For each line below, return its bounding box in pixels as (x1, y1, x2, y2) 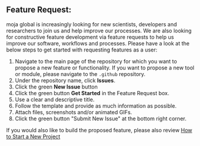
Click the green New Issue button (14, 83, 98, 90)
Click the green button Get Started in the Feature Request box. (14, 89, 170, 96)
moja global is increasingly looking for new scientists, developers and (6, 20, 177, 28)
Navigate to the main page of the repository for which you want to (14, 57, 177, 65)
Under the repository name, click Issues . (14, 77, 115, 84)
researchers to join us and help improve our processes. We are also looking (6, 27, 192, 34)
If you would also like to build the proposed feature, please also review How (6, 126, 193, 133)
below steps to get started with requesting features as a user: (6, 46, 158, 53)
